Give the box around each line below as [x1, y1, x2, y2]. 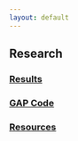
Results [9, 72, 43, 85]
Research [9, 46, 64, 62]
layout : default [9, 12, 69, 22]
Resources [9, 120, 57, 133]
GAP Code [9, 96, 55, 109]
